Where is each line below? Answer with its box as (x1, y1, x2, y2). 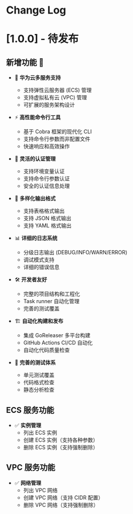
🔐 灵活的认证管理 (14, 155, 56, 162)
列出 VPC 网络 (23, 486, 58, 493)
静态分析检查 (23, 386, 54, 394)
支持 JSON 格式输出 (23, 215, 71, 222)
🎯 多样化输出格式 (14, 195, 56, 202)
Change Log (6, 4, 66, 17)
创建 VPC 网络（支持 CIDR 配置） (23, 494, 104, 501)
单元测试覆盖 (23, 371, 54, 379)
